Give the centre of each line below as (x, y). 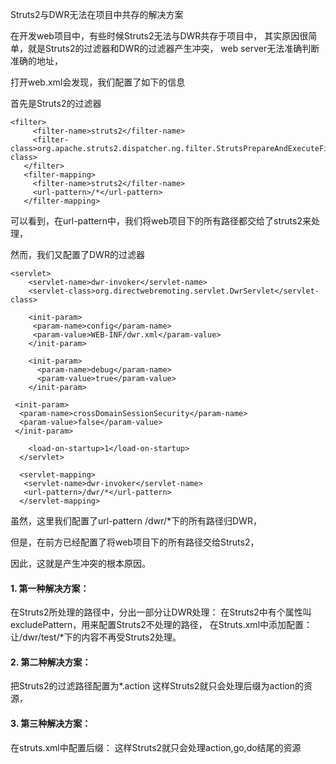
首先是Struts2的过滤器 (56, 103)
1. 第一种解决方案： (50, 588)
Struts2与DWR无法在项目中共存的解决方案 (97, 14)
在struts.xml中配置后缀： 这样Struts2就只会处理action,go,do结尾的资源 (156, 747)
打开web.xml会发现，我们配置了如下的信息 (98, 82)
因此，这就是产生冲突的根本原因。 (80, 563)
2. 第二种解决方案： (51, 662)
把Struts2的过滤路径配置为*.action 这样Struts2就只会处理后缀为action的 (157, 686)
